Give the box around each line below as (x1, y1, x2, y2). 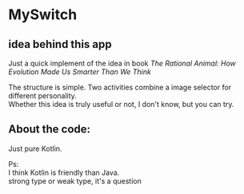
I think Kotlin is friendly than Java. (8, 168, 120, 177)
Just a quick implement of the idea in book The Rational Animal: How (8, 58, 236, 68)
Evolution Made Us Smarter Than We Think (8, 67, 152, 77)
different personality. (8, 91, 78, 101)
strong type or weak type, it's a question (8, 176, 142, 185)
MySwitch (8, 6, 78, 24)
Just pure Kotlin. (8, 144, 62, 153)
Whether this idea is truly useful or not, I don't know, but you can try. (8, 100, 234, 109)
